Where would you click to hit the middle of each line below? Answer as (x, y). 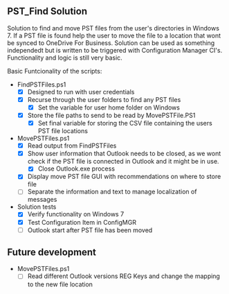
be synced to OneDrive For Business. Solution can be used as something (111, 43)
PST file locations (63, 131)
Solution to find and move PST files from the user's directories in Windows (113, 28)
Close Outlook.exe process (76, 168)
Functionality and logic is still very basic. (65, 58)
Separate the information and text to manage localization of (112, 192)
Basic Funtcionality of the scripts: (55, 71)
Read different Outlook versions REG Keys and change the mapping (123, 276)
